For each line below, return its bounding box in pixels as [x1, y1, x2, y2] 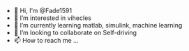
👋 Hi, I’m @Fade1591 [13, 7, 72, 14]
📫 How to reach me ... [13, 37, 79, 44]
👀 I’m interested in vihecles [13, 14, 92, 22]
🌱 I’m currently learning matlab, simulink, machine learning [13, 21, 183, 29]
